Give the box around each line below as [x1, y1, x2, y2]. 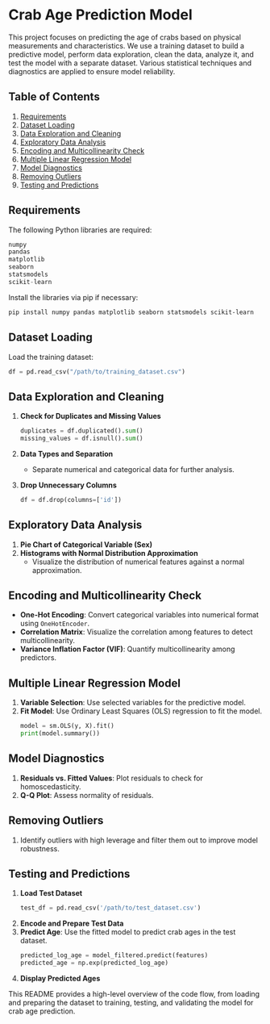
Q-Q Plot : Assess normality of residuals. [19, 790, 155, 800]
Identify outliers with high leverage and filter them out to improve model [19, 835, 258, 845]
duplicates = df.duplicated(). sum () [19, 427, 143, 435]
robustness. [19, 843, 60, 853]
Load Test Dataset [19, 888, 83, 898]
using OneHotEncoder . [19, 619, 90, 629]
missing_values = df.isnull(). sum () [19, 434, 143, 443]
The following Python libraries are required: [8, 224, 152, 235]
